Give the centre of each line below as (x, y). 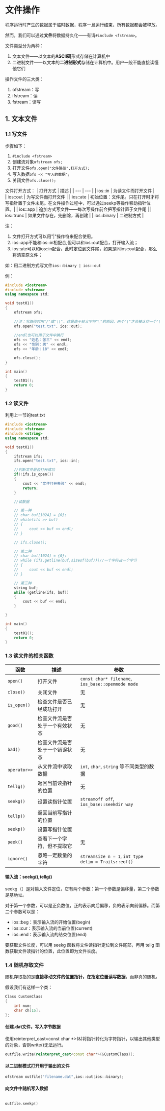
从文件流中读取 (55, 766)
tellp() (16, 816)
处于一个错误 (52, 750)
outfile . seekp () (22, 1104)
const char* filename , (106, 678)
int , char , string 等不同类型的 (115, 766)
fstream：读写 (27, 102)
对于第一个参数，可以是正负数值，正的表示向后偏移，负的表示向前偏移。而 (80, 905)
